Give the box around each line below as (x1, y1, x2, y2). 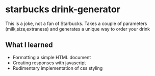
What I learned (5, 41, 53, 49)
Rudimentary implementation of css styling (12, 65, 103, 71)
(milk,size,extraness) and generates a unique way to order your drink (5, 26, 150, 32)
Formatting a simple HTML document (12, 54, 91, 60)
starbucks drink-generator (5, 4, 121, 15)
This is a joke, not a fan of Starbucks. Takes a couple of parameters (5, 20, 147, 27)
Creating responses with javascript (12, 60, 86, 66)
